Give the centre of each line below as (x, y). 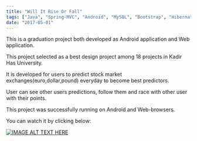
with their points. (26, 98)
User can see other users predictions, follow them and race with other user (97, 92)
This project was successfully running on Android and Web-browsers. (91, 110)
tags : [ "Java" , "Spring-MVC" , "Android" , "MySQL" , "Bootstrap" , (86, 17)
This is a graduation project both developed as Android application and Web (98, 39)
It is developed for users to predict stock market (64, 75)
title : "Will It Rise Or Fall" (44, 11)
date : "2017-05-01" (30, 22)
